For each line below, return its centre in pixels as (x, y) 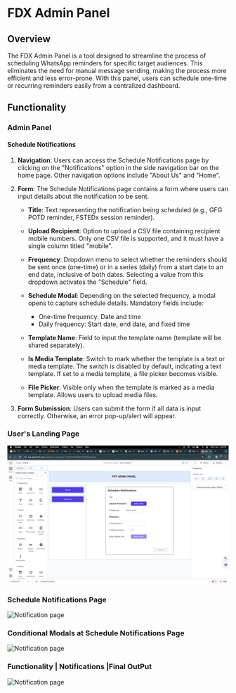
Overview (29, 39)
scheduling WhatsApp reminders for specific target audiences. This (105, 63)
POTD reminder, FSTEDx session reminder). (91, 217)
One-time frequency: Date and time (90, 316)
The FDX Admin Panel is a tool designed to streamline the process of (107, 56)
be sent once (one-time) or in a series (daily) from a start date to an (125, 267)
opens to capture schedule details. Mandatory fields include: (116, 303)
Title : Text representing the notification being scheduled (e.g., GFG (125, 209)
